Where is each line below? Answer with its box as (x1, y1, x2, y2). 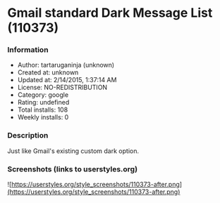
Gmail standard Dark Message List (7, 5, 213, 21)
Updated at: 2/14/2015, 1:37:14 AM (17, 76, 117, 84)
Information (7, 45, 49, 55)
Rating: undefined (17, 98, 70, 107)
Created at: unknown (17, 68, 79, 77)
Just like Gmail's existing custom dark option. (7, 146, 140, 155)
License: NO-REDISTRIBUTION (17, 83, 108, 92)
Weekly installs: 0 (17, 113, 69, 122)
